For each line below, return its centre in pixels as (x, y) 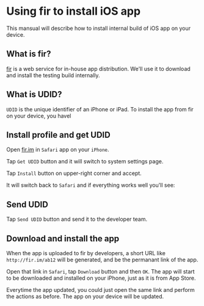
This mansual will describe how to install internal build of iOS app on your (99, 28)
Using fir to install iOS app (74, 11)
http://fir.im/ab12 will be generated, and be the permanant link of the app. (102, 259)
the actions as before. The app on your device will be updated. (85, 296)
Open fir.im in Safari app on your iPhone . (58, 150)
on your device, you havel (39, 116)
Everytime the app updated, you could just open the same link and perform (101, 290)
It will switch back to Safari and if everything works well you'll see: (91, 185)
